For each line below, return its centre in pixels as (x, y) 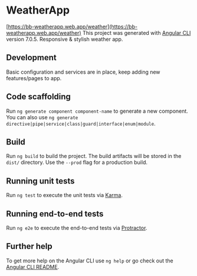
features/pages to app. (34, 78)
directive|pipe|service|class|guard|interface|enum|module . (81, 123)
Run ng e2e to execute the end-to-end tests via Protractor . (77, 228)
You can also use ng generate (42, 117)
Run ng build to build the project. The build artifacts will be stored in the (94, 156)
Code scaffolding (38, 97)
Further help (29, 246)
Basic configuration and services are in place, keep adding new (83, 72)
